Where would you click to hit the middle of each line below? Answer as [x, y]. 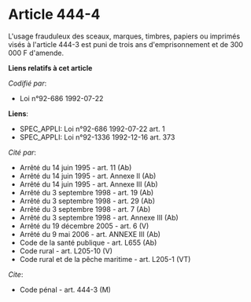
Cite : [16, 274]
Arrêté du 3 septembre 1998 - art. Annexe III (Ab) [99, 217]
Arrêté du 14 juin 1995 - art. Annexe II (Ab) [88, 176]
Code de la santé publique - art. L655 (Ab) [88, 242]
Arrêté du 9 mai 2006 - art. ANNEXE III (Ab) [90, 234]
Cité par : [22, 152]
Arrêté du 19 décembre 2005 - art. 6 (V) [84, 226]
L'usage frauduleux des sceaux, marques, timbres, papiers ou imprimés [124, 36]
